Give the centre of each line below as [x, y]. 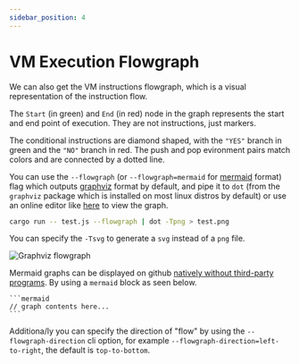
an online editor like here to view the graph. [89, 205]
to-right [25, 351]
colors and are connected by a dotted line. [87, 159]
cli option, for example [128, 341]
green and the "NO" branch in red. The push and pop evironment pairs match [150, 149]
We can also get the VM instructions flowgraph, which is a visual [128, 87]
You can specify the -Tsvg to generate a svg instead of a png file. [127, 239]
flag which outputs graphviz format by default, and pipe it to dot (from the [145, 186]
